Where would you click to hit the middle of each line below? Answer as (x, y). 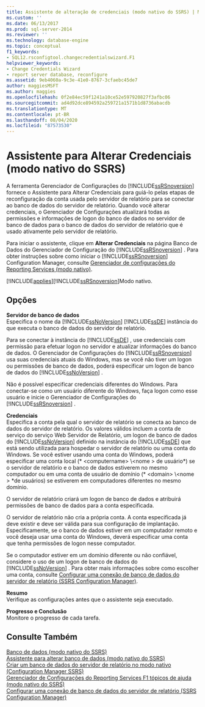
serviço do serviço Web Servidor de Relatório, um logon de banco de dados (102, 435)
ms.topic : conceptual (34, 46)
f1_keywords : (23, 52)
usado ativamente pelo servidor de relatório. (62, 231)
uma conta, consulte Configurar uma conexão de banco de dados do (93, 574)
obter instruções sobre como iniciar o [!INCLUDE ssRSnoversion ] (87, 256)
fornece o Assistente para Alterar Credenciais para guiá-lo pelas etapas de (100, 193)
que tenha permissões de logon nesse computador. (71, 543)
